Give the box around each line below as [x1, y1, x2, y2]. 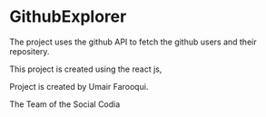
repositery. [9, 45, 50, 56]
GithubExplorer [9, 6, 127, 27]
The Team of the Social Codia [9, 98, 121, 110]
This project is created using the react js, [9, 63, 163, 74]
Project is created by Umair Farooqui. [9, 81, 149, 92]
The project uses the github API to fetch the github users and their [9, 36, 257, 47]
